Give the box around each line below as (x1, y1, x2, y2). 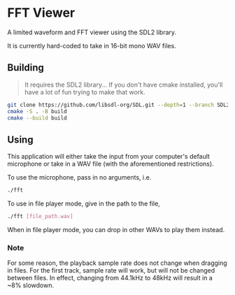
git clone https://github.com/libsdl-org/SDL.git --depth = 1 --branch (7, 101, 215, 108)
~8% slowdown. (7, 281, 55, 289)
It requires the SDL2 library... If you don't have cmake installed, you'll (24, 80, 223, 89)
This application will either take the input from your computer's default (7, 152, 210, 161)
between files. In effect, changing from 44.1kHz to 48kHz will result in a (7, 274, 213, 282)
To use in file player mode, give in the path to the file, (7, 199, 161, 208)
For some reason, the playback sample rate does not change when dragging (7, 259, 227, 267)
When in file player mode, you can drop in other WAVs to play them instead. (7, 225, 225, 233)
